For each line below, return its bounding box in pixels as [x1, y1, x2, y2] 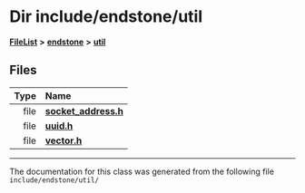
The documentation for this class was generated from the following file [9, 166, 275, 177]
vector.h [44, 134, 83, 147]
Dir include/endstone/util [9, 6, 202, 27]
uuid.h [44, 120, 74, 132]
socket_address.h [44, 104, 124, 117]
